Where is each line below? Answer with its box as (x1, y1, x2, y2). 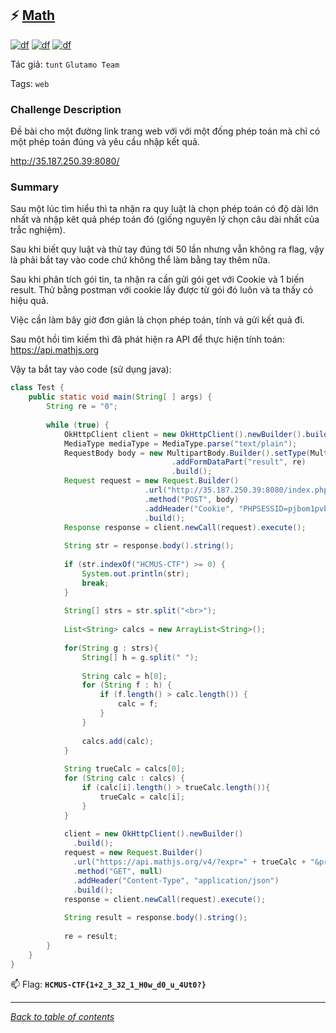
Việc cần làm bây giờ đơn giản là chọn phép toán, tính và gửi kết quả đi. (10, 314, 305, 326)
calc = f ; (117, 699, 159, 709)
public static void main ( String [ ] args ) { (28, 392, 213, 402)
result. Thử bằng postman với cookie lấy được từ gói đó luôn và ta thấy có (10, 284, 314, 296)
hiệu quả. (10, 295, 49, 307)
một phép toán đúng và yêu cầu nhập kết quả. (10, 136, 200, 148)
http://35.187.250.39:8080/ (10, 155, 120, 167)
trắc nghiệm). (10, 224, 66, 236)
